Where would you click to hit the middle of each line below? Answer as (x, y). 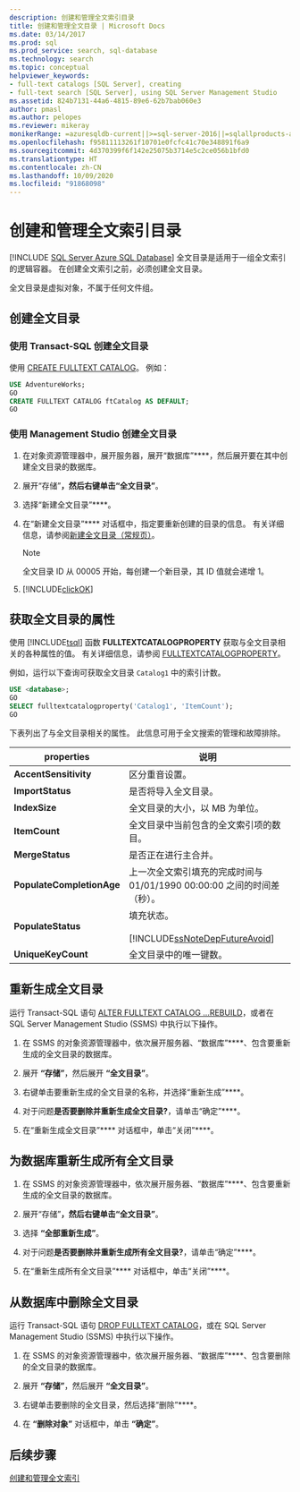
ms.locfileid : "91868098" (57, 184)
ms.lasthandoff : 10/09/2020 (62, 175)
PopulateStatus (47, 925)
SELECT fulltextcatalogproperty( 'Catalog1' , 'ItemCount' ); (121, 707)
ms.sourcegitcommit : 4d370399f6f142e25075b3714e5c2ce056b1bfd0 (129, 150)
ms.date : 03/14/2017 (48, 34)
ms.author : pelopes (46, 117)
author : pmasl (36, 109)
